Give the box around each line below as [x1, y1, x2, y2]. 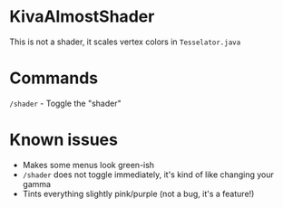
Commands [9, 68, 99, 89]
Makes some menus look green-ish [22, 159, 155, 170]
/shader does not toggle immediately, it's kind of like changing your [22, 169, 275, 180]
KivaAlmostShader [9, 6, 155, 27]
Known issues [9, 129, 118, 150]
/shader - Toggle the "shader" [9, 98, 122, 109]
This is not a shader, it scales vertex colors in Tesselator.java [9, 36, 241, 47]
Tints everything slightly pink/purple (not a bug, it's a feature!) [22, 188, 255, 199]
